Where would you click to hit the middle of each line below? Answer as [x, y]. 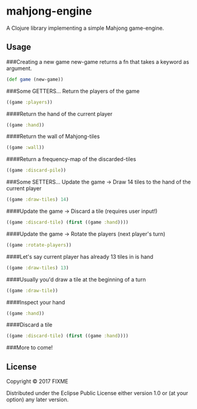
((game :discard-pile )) [36, 170]
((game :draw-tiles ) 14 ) [38, 200]
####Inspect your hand [36, 302]
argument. [19, 68]
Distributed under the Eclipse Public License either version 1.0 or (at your [97, 393]
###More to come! [30, 348]
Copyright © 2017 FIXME [37, 382]
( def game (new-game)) [35, 79]
